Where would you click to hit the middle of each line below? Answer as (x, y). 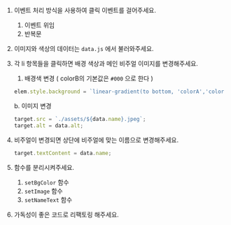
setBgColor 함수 (47, 182)
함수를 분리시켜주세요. (44, 167)
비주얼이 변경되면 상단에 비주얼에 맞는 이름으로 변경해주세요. (96, 140)
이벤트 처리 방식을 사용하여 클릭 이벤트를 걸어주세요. (85, 10)
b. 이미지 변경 (33, 106)
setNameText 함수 (48, 199)
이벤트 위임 (39, 25)
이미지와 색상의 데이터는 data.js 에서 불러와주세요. (84, 49)
